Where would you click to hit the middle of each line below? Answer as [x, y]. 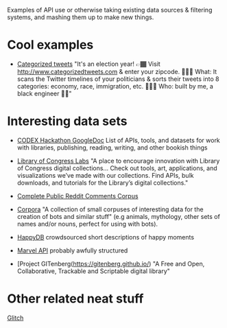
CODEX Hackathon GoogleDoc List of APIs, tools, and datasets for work [119, 140]
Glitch [15, 318]
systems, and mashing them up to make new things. [81, 17]
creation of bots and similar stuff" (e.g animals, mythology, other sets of [119, 216]
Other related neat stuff [75, 299]
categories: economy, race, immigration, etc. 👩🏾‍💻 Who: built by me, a [115, 86]
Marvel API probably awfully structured [72, 250]
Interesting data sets [67, 121]
